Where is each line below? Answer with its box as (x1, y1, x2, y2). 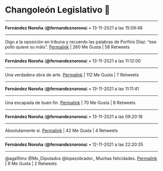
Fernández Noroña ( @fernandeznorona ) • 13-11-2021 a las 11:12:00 (5, 58, 141, 63)
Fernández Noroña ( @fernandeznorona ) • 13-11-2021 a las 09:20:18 (5, 113, 143, 119)
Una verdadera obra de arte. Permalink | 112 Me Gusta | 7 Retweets (5, 72, 139, 78)
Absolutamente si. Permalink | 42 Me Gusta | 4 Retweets (5, 127, 118, 133)
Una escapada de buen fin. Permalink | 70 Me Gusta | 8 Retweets (5, 99, 136, 106)
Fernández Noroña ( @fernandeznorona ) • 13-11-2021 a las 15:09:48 (5, 25, 143, 31)
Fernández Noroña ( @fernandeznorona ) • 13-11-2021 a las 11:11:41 (5, 86, 139, 92)
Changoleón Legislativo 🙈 (5, 4, 110, 16)
